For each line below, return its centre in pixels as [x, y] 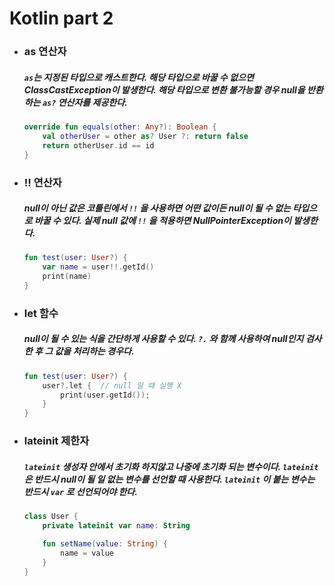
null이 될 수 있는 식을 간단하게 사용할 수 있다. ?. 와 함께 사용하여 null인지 [163, 339]
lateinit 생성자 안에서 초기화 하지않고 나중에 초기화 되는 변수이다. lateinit [171, 466]
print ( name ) [67, 277]
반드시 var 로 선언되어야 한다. [80, 491]
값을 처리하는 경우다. [94, 351]
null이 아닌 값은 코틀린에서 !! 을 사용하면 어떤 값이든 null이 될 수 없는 [157, 208]
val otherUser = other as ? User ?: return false [145, 136]
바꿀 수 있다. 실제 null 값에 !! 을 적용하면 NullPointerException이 [162, 221]
